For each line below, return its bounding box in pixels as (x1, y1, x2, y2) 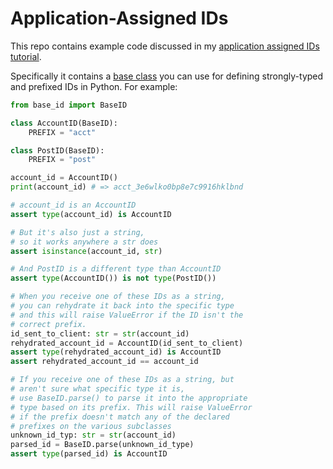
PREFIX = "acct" (28, 127, 97, 137)
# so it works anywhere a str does (10, 237, 159, 247)
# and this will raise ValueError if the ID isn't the (10, 310, 244, 320)
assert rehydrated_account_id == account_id (10, 357, 199, 367)
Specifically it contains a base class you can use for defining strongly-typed (10, 70, 324, 82)
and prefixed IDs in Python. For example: (10, 80, 178, 92)
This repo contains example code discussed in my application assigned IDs (10, 40, 320, 52)
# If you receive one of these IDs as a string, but (10, 375, 235, 385)
